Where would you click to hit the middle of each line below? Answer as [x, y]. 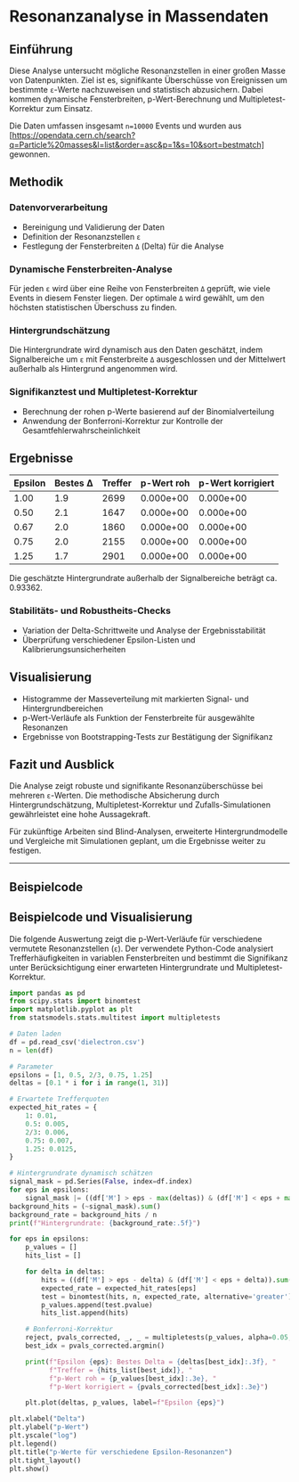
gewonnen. [30, 154]
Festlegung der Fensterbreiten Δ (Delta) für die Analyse [123, 246]
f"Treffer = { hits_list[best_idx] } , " [121, 1370]
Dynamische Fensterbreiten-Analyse [91, 269]
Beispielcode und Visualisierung [101, 917]
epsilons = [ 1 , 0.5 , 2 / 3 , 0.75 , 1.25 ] [81, 1075]
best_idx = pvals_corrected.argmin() [95, 1346]
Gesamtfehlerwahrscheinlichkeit [81, 430]
